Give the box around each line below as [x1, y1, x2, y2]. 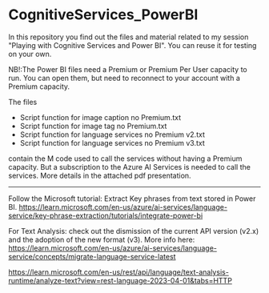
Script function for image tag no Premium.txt [19, 121, 167, 130]
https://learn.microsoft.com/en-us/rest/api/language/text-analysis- [8, 267, 230, 277]
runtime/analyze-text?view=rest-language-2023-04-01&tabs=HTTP [8, 275, 232, 285]
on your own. [8, 49, 52, 58]
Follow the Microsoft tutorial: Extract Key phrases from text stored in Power [8, 194, 256, 203]
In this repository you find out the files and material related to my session [8, 32, 249, 42]
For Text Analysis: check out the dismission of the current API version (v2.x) [8, 226, 259, 235]
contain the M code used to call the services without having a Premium [8, 154, 243, 163]
